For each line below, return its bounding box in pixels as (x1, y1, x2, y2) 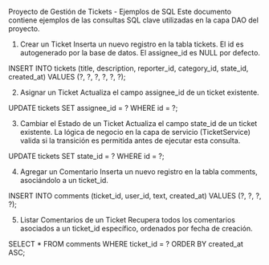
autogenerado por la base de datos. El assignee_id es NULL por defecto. (19, 48, 261, 57)
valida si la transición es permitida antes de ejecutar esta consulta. (19, 136, 241, 145)
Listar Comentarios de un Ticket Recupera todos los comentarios (19, 215, 235, 224)
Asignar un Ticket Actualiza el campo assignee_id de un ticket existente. (19, 88, 259, 97)
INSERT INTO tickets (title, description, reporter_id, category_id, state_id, (8, 63, 249, 73)
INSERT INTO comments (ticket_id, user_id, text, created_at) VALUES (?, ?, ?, (8, 191, 262, 200)
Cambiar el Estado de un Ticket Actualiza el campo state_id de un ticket (19, 119, 258, 128)
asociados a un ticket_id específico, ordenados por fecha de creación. (19, 224, 253, 233)
